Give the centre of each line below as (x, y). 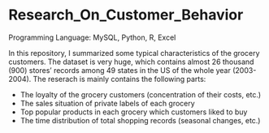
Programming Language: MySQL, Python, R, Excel (92, 37)
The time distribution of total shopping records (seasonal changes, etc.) (140, 120)
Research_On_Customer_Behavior (126, 15)
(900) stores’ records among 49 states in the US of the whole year (120, 70)
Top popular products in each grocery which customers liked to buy (134, 112)
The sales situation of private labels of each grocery (107, 103)
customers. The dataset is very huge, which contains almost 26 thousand (131, 62)
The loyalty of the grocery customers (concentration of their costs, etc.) (141, 94)
